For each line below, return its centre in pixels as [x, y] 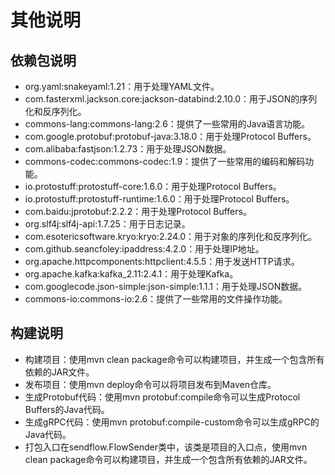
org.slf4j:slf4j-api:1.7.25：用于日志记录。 [107, 224]
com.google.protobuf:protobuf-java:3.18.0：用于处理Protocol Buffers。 [170, 136]
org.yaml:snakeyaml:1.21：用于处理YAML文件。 [122, 86]
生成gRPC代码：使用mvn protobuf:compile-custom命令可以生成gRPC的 [172, 422]
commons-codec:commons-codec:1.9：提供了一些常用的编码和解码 [165, 161]
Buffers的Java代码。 [67, 409]
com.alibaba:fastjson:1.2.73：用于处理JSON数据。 [128, 149]
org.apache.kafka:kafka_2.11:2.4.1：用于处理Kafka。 [131, 274]
